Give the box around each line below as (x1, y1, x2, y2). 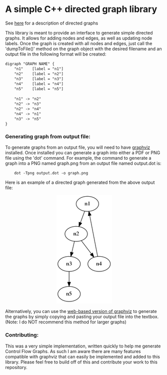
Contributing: (5, 331, 39, 338)
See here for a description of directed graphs (5, 20, 98, 26)
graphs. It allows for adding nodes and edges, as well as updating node (5, 35, 152, 41)
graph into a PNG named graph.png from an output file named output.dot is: (5, 160, 161, 166)
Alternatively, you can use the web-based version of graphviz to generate (5, 308, 157, 314)
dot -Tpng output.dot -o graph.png (14, 171, 88, 176)
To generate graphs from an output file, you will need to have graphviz (5, 144, 150, 151)
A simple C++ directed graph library (5, 4, 157, 15)
